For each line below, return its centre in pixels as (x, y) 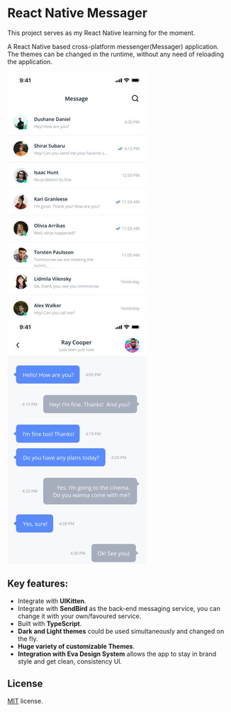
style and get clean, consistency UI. (70, 661)
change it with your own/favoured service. (79, 616)
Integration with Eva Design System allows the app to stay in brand (117, 654)
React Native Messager (77, 13)
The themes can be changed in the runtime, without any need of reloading (116, 54)
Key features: (38, 584)
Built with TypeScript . (50, 623)
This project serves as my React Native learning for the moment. (101, 33)
